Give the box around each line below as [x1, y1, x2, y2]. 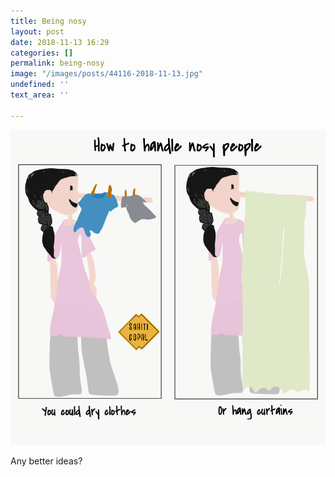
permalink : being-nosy [10, 58, 105, 69]
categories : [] [10, 48, 74, 58]
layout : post [10, 26, 65, 37]
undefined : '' [10, 80, 70, 90]
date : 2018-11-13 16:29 [10, 37, 110, 47]
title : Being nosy [10, 16, 87, 26]
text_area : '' [10, 90, 70, 100]
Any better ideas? [10, 455, 83, 467]
